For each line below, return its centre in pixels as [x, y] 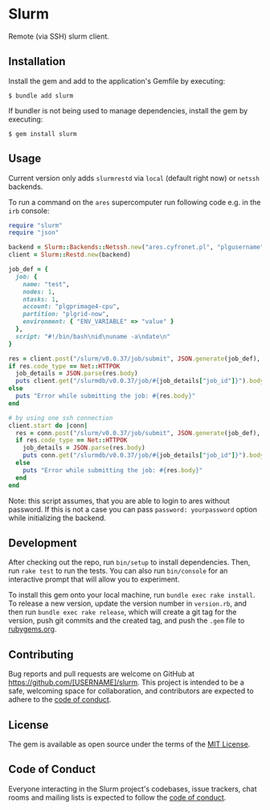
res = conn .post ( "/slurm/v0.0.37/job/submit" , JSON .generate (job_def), [138, 433]
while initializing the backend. [57, 518]
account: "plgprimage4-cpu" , [72, 306]
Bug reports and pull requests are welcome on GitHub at [102, 674]
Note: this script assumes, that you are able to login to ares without [119, 500]
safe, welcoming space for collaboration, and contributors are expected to [131, 691]
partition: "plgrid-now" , [66, 315]
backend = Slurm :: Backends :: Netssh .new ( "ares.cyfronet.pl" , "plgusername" [136, 247]
